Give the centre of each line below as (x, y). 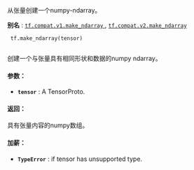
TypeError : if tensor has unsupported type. (79, 159)
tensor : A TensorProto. (51, 92)
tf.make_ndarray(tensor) (46, 38)
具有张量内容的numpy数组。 (48, 125)
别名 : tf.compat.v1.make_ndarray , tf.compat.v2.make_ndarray (97, 25)
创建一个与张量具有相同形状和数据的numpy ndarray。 (84, 58)
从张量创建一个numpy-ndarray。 (54, 10)
